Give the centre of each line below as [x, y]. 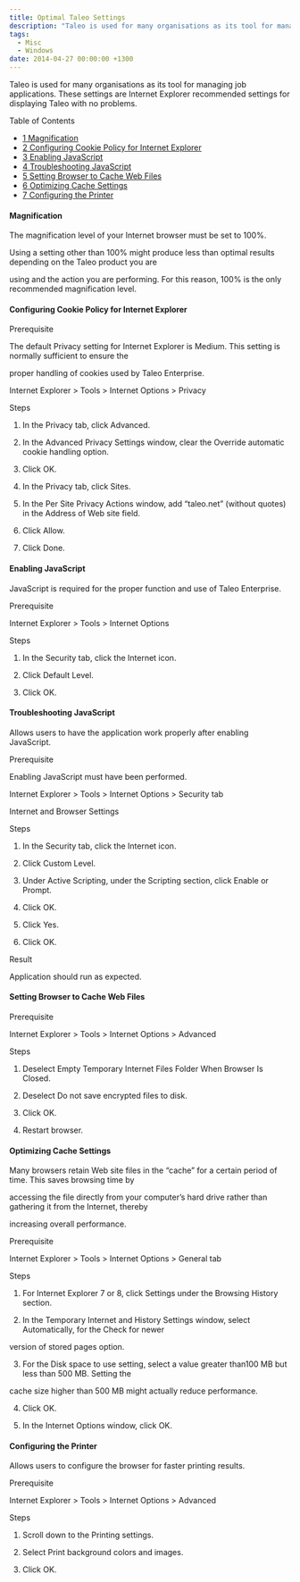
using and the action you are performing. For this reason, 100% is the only [146, 280]
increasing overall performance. [68, 1224]
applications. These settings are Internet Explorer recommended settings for [150, 94]
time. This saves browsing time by [72, 1180]
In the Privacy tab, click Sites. [76, 487]
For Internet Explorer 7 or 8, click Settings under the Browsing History [150, 1293]
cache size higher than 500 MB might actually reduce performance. [134, 1391]
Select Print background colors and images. [103, 1553]
